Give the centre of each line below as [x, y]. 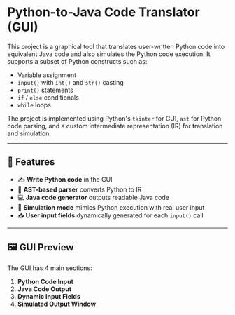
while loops [34, 105]
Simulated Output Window [57, 304]
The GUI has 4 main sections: [50, 268]
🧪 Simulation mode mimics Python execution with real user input [111, 207]
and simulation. [29, 133]
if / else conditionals [48, 97]
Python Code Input [45, 281]
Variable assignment [47, 75]
